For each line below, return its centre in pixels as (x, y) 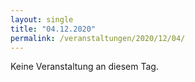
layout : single (42, 19)
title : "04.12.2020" (53, 29)
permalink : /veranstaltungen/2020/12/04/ (98, 38)
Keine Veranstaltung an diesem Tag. (84, 67)
